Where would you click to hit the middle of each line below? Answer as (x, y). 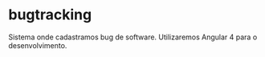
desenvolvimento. (38, 45)
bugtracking (50, 15)
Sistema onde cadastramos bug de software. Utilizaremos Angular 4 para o (133, 37)
